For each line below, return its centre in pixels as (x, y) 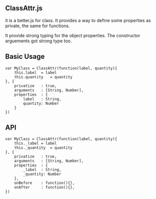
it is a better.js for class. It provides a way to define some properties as (78, 20)
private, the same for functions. (37, 26)
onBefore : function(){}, (44, 183)
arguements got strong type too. (38, 41)
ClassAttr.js (24, 8)
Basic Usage (25, 57)
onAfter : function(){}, (44, 187)
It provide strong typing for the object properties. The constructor (73, 35)
